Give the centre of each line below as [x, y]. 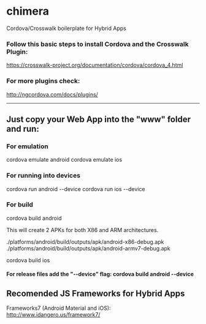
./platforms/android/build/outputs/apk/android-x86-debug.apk [85, 242]
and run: [23, 129]
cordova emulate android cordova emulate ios [64, 160]
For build [20, 205]
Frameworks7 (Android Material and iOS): [59, 308]
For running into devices [44, 176]
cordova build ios [28, 260]
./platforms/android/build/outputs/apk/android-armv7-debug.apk [88, 248]
